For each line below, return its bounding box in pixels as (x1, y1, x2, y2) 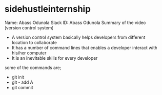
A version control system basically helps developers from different (11, 34, 145, 40)
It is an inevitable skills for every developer (11, 55, 98, 61)
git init (11, 74, 24, 80)
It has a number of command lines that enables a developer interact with (11, 45, 158, 50)
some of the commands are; (4, 65, 61, 71)
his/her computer (11, 50, 47, 56)
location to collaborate (11, 39, 57, 45)
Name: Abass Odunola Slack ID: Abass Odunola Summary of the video (4, 20, 146, 25)
